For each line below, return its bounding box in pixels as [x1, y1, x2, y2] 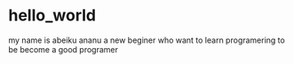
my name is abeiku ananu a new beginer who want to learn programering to [8, 35, 285, 45]
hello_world [8, 5, 97, 26]
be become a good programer [8, 44, 119, 54]
